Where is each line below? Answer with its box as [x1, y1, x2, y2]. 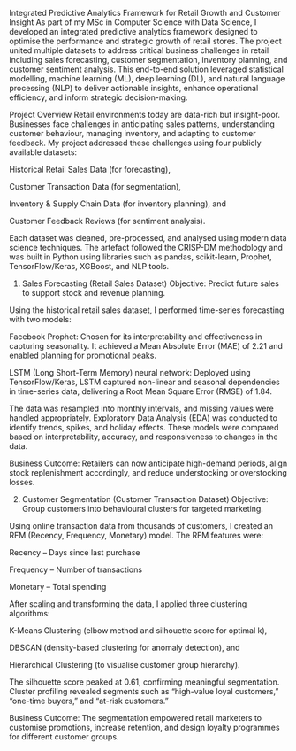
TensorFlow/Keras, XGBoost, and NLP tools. [9, 261, 170, 271]
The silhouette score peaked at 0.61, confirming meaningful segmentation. [9, 677, 280, 687]
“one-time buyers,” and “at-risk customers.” [9, 695, 170, 706]
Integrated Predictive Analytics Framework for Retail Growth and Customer [9, 8, 281, 18]
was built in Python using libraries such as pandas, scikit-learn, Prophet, [9, 252, 272, 262]
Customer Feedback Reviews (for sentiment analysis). [9, 216, 206, 226]
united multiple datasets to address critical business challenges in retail [9, 45, 269, 56]
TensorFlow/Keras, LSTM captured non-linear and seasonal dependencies [9, 376, 280, 387]
